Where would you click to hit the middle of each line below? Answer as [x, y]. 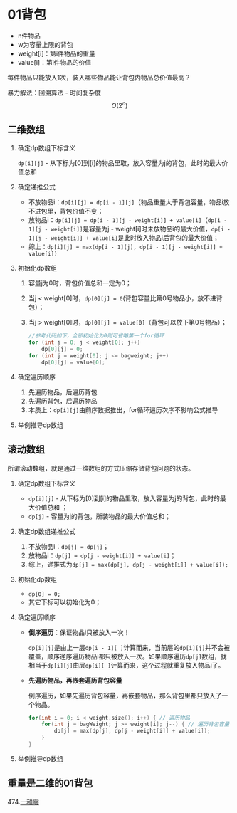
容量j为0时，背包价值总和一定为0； [80, 283]
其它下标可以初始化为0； [65, 602]
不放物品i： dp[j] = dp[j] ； [69, 546]
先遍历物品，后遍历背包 [63, 392]
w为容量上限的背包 [45, 44]
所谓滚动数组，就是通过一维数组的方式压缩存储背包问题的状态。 [101, 468]
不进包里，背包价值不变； [66, 211]
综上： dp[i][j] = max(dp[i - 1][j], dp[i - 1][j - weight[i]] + [125, 247]
